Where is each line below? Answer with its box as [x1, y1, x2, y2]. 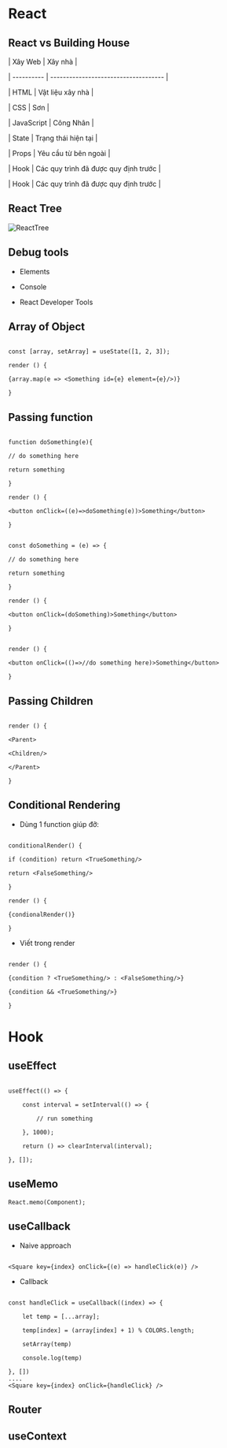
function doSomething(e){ [8, 438, 93, 446]
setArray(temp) [22, 1340, 72, 1348]
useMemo [8, 1178, 59, 1191]
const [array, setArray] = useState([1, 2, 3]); [8, 348, 170, 355]
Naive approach [19, 1241, 72, 1250]
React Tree [8, 202, 63, 215]
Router [8, 1402, 42, 1416]
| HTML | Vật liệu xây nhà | [8, 87, 94, 97]
